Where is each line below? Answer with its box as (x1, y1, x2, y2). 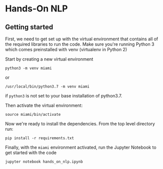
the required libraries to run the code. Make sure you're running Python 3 (5, 41, 155, 47)
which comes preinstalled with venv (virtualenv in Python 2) (5, 47, 127, 52)
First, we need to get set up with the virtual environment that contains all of (5, 36, 159, 42)
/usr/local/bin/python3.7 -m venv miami (5, 84, 90, 89)
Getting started (5, 23, 54, 31)
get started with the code (5, 150, 57, 156)
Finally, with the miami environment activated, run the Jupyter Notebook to (5, 145, 157, 150)
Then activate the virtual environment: (5, 102, 83, 108)
